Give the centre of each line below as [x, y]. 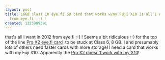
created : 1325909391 [26, 23]
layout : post [18, 10]
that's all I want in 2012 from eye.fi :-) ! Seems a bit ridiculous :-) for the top [81, 37]
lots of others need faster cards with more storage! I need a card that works [82, 47]
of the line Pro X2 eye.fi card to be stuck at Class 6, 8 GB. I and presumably [82, 42]
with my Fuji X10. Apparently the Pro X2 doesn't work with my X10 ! [72, 53]
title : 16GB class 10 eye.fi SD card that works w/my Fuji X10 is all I [81, 14]
